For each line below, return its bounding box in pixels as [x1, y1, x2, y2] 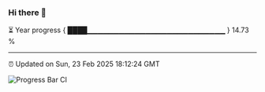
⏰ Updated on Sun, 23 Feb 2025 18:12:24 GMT [8, 59, 160, 69]
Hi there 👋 [8, 7, 47, 18]
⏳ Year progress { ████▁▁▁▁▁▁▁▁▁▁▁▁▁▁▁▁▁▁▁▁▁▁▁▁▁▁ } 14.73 [8, 25, 250, 35]
